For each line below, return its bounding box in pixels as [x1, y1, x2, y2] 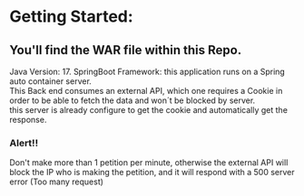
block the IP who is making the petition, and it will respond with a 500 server [9, 167, 295, 178]
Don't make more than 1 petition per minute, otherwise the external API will [9, 157, 289, 168]
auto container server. [9, 76, 93, 87]
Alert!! [9, 136, 39, 149]
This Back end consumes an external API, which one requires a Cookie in [9, 86, 283, 96]
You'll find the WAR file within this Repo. [9, 42, 242, 58]
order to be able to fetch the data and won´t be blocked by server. [9, 95, 256, 106]
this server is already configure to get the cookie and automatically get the [9, 105, 289, 115]
